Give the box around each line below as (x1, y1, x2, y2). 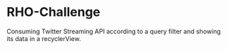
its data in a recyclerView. (6, 34, 82, 42)
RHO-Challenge (6, 4, 101, 20)
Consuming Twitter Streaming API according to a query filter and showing (6, 27, 221, 35)
